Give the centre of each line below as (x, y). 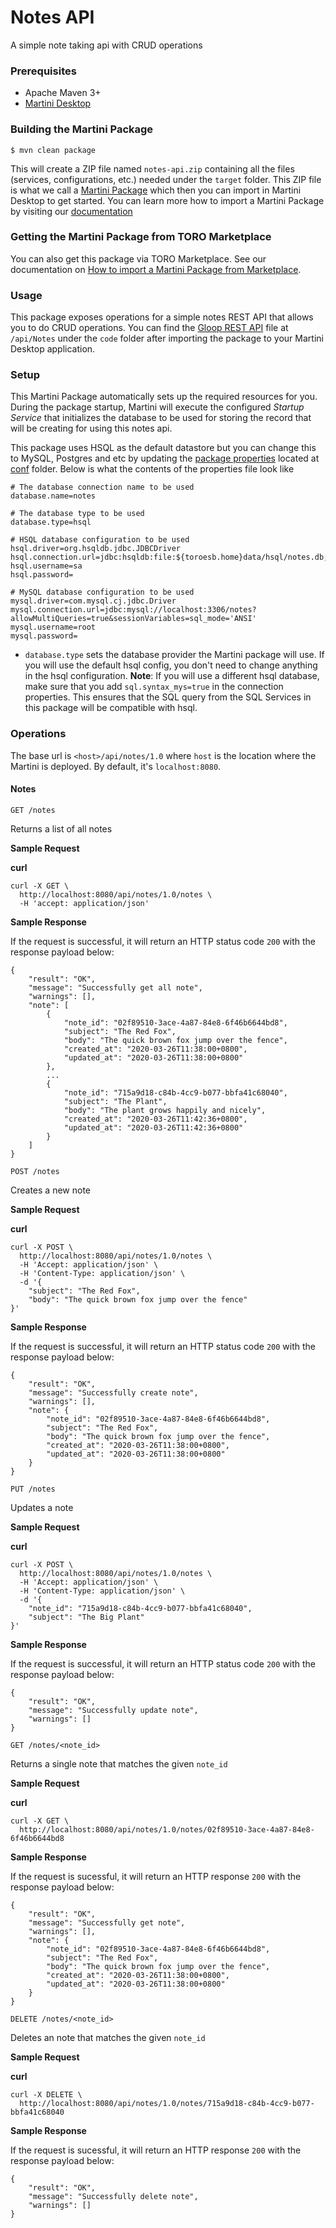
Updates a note (42, 1507)
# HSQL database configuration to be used (100, 540)
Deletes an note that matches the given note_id (108, 2037)
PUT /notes (33, 1489)
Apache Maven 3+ (63, 93)
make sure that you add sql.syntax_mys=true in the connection (154, 687)
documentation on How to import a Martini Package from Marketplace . (156, 269)
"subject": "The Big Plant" (86, 1617)
